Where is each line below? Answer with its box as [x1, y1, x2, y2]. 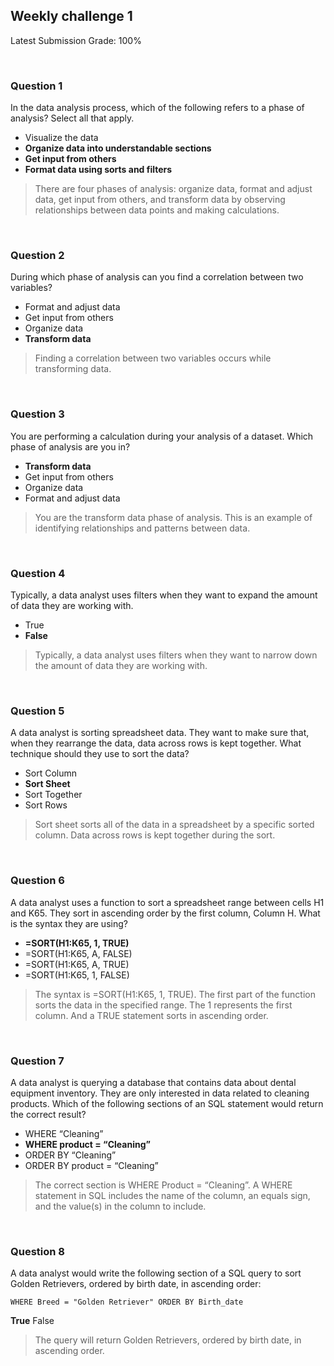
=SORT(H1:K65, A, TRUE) [24, 958, 130, 970]
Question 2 [10, 249, 65, 263]
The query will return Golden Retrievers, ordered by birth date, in [34, 1334, 302, 1346]
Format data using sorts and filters [24, 164, 173, 176]
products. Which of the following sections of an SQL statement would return [10, 1097, 324, 1109]
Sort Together [24, 789, 83, 801]
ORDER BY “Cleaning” [24, 1149, 117, 1161]
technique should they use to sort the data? [10, 748, 190, 760]
